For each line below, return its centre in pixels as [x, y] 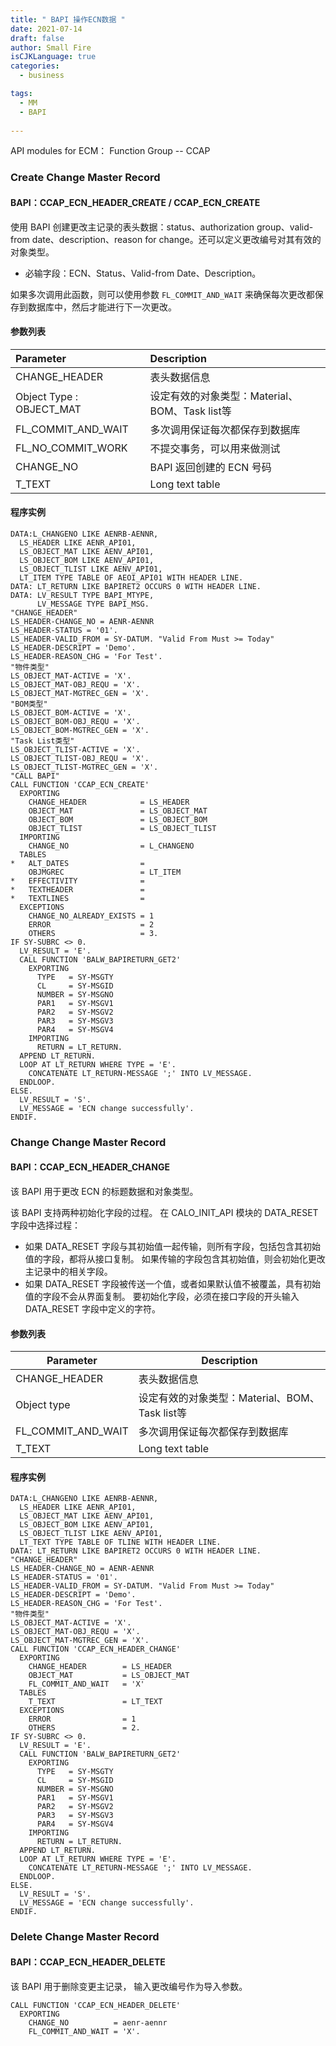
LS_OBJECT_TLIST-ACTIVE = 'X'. [75, 749]
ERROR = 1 [82, 1719]
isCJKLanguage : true [53, 57]
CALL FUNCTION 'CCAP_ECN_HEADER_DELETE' [96, 2005]
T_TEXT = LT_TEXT [95, 1702]
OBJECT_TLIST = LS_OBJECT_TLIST [122, 828]
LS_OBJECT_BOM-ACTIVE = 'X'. [71, 712]
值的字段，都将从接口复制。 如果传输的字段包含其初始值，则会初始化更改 [175, 1259]
